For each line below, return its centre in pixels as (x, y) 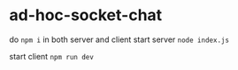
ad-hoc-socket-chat (86, 15)
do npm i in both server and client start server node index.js (119, 39)
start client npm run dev (52, 56)
